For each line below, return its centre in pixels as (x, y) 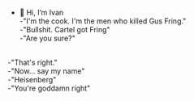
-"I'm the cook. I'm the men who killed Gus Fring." (103, 21)
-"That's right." (32, 62)
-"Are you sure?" (47, 38)
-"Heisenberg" (32, 80)
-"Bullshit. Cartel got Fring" (65, 29)
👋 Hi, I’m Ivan (41, 13)
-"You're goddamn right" (49, 88)
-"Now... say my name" (46, 71)
